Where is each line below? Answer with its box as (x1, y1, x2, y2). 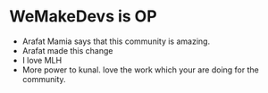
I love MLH (21, 55, 63, 65)
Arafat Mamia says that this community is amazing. (21, 36, 211, 46)
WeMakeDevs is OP (9, 6, 158, 27)
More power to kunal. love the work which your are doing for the (21, 64, 259, 75)
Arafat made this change (21, 45, 113, 55)
